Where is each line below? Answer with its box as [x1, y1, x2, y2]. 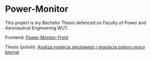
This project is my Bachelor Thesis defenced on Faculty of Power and [5, 20, 147, 26]
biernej [5, 49, 20, 55]
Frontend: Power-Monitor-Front [5, 34, 69, 40]
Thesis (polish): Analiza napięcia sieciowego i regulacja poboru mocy [5, 44, 145, 50]
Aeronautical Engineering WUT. [5, 25, 69, 30]
